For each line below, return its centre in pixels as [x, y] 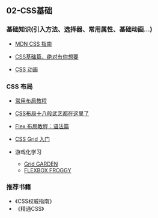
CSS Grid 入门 [32, 139]
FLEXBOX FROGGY [47, 170]
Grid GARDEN [41, 164]
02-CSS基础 [29, 11]
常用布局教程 [31, 101]
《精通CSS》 [29, 209]
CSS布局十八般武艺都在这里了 [52, 113]
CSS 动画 [26, 69]
